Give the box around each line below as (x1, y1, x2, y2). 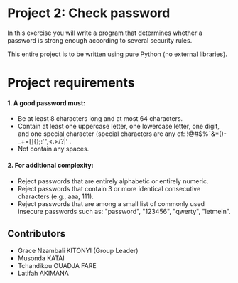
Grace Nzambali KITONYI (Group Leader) (17, 247, 139, 255)
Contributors (7, 228, 66, 240)
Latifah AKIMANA (17, 269, 69, 278)
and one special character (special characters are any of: (17, 129, 185, 138)
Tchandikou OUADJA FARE (17, 262, 97, 270)
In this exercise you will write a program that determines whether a (7, 28, 202, 37)
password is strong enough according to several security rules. (7, 36, 193, 44)
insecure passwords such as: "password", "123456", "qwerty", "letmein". (17, 207, 231, 215)
